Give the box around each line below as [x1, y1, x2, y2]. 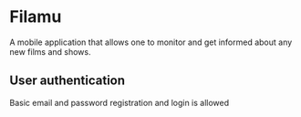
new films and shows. [9, 46, 91, 57]
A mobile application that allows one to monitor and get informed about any [9, 37, 293, 48]
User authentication [9, 73, 126, 89]
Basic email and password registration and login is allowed [9, 97, 230, 108]
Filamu [9, 6, 62, 27]
